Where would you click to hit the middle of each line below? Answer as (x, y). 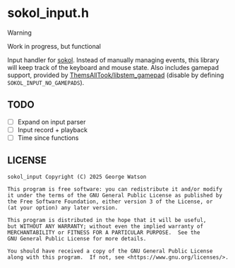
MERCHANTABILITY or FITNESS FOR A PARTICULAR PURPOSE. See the (104, 232)
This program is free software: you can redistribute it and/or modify (115, 189)
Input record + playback (53, 129)
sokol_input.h (48, 13)
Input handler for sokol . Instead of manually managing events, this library (113, 60)
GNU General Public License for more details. (77, 238)
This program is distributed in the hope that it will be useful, (107, 220)
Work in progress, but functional (54, 46)
